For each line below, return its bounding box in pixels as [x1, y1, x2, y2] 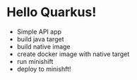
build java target [16, 34, 64, 43]
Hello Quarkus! [6, 4, 97, 20]
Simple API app [16, 27, 61, 36]
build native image [16, 42, 71, 51]
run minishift [16, 57, 54, 65]
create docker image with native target [16, 50, 130, 58]
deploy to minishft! [16, 65, 71, 73]
